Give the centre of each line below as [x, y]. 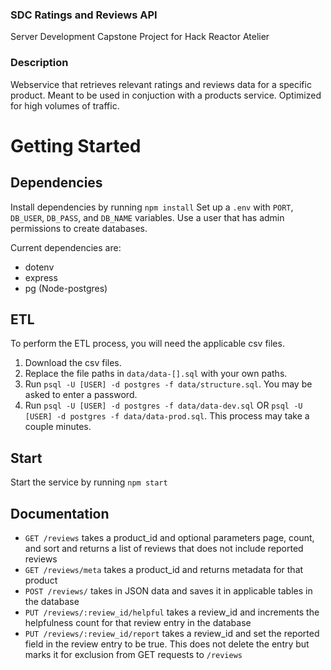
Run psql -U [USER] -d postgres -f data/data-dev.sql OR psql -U [163, 405]
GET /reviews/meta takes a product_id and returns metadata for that [164, 570]
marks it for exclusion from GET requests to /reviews [133, 655]
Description [39, 63]
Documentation [60, 513]
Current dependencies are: [66, 247]
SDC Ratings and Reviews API [84, 15]
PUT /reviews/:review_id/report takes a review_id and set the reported [172, 634]
